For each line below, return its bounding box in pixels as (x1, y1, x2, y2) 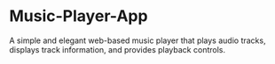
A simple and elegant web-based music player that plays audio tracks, (9, 35, 266, 46)
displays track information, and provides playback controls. (9, 44, 226, 54)
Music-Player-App (9, 6, 148, 26)
